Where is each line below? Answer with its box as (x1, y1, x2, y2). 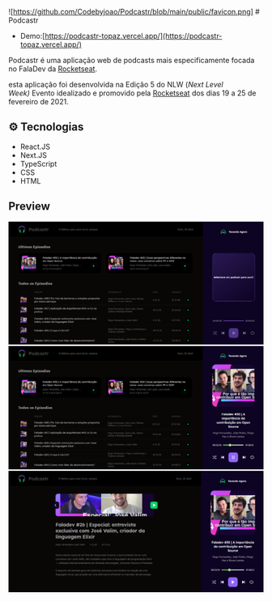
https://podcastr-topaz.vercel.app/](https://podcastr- (44, 32, 223, 40)
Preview (8, 200, 51, 214)
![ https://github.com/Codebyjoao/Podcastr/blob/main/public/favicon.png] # (8, 7, 261, 16)
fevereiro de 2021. (8, 97, 69, 106)
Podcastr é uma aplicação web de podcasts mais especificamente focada (8, 56, 255, 65)
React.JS (19, 142, 51, 151)
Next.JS (19, 150, 47, 160)
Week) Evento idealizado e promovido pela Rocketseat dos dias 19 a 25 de (8, 88, 257, 98)
